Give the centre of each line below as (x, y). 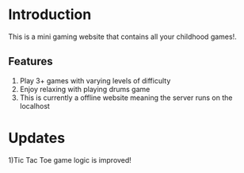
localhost (34, 106)
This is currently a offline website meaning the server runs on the (126, 98)
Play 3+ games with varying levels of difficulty (95, 80)
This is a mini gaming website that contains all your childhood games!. (122, 37)
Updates (37, 138)
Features (30, 62)
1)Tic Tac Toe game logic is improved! (70, 160)
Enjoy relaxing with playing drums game (85, 89)
